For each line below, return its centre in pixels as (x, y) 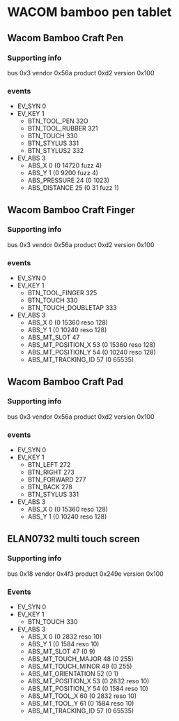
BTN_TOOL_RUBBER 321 (63, 128)
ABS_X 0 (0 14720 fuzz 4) (65, 165)
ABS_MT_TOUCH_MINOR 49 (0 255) (80, 667)
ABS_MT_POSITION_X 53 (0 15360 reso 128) (92, 345)
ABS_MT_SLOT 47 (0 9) (61, 652)
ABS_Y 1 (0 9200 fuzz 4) (63, 173)
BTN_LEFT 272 (49, 465)
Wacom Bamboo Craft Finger (71, 210)
